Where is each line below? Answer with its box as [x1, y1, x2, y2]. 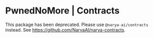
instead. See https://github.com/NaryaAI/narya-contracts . [5, 26, 126, 32]
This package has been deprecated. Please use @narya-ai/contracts [5, 21, 148, 27]
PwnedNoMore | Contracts [5, 5, 120, 16]
